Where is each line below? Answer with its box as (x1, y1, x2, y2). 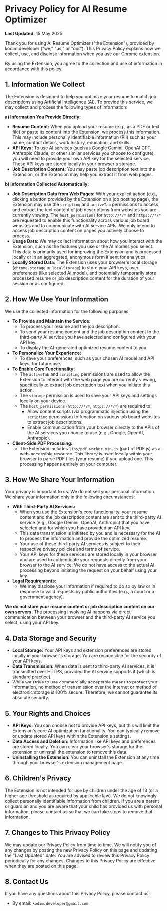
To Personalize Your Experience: (12, 350, 81, 356)
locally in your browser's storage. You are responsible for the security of (12, 653, 161, 659)
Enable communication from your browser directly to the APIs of (27, 424, 160, 430)
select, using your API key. (5, 620, 60, 626)
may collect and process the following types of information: (5, 104, 128, 110)
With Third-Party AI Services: (12, 504, 76, 510)
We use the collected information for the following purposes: (5, 308, 130, 314)
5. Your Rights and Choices (5, 709, 91, 718)
